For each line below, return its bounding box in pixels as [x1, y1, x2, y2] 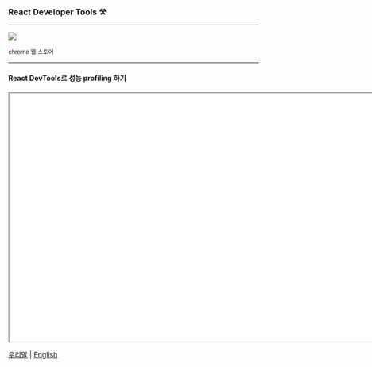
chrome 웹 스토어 [8, 48, 54, 56]
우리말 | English [8, 350, 58, 359]
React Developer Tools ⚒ [8, 6, 107, 17]
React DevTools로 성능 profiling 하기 [8, 73, 127, 83]
